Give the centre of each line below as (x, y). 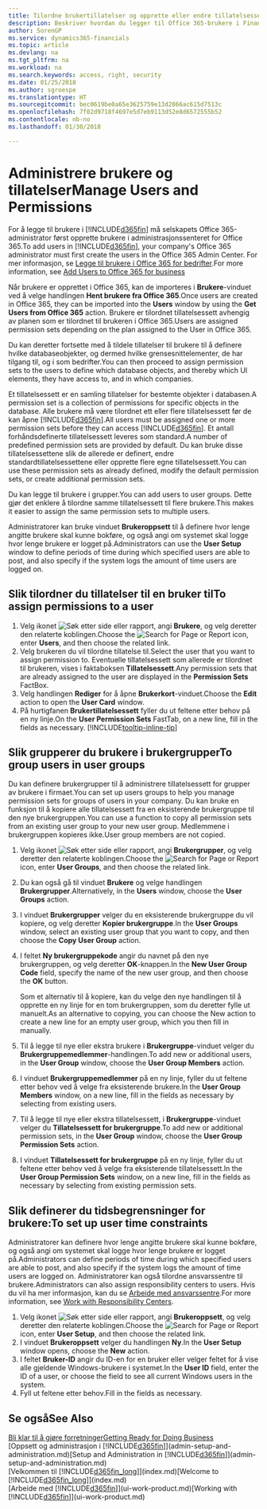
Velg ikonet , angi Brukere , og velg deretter (138, 626)
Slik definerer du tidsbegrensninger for (107, 1210)
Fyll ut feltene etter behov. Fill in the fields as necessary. (111, 1393)
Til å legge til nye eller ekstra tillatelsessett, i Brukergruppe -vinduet (130, 1119)
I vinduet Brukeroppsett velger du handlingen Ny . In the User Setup (130, 1342)
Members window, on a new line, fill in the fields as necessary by (127, 1095)
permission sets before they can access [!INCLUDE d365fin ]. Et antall (121, 428)
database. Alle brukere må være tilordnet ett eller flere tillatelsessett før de (130, 411)
